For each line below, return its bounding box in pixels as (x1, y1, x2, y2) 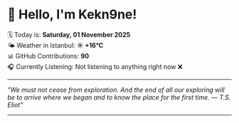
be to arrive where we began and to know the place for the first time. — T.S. (7, 92, 231, 102)
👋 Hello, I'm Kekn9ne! (7, 6, 137, 23)
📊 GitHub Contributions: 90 (7, 51, 90, 60)
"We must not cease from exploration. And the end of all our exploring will (7, 85, 225, 94)
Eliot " (7, 100, 23, 109)
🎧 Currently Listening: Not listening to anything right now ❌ (7, 62, 183, 70)
